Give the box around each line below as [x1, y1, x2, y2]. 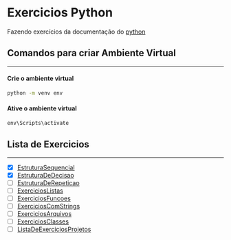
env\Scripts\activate [7, 120, 69, 127]
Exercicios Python [7, 5, 113, 21]
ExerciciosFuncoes [16, 194, 71, 202]
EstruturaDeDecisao [16, 171, 74, 179]
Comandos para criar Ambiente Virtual [7, 47, 177, 59]
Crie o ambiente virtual [7, 74, 74, 83]
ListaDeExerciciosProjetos [16, 225, 91, 234]
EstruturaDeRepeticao [16, 178, 80, 187]
